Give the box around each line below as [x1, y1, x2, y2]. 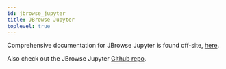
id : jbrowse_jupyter [7, 10, 66, 17]
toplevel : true [7, 23, 51, 29]
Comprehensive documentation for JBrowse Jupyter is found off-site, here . [7, 42, 220, 50]
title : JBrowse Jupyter [7, 16, 75, 23]
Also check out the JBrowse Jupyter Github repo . [7, 55, 147, 63]
